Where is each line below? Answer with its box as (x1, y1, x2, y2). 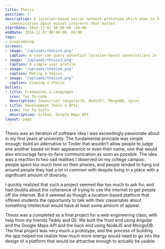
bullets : (5, 84, 23, 90)
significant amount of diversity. (5, 172, 68, 178)
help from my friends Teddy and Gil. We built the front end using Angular (5, 217, 152, 223)
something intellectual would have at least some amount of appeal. (5, 202, 140, 208)
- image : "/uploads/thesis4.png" (5, 76, 74, 81)
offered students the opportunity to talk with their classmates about (5, 197, 141, 203)
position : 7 (5, 12, 29, 17)
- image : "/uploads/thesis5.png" (5, 48, 74, 53)
